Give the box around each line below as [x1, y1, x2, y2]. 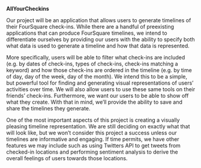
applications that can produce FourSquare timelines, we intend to [6, 29, 167, 37]
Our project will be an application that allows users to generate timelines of [6, 17, 191, 23]
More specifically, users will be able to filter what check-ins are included [6, 54, 185, 61]
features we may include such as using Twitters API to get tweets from [6, 142, 181, 149]
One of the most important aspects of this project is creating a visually [6, 116, 180, 124]
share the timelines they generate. [6, 105, 91, 112]
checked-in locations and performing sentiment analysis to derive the [6, 148, 178, 155]
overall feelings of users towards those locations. [6, 155, 128, 161]
